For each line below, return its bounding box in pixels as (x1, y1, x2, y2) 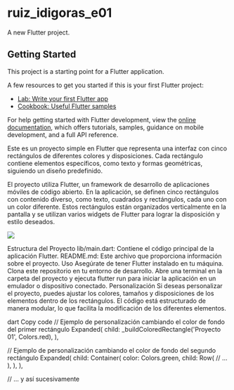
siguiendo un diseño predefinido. (7, 167, 103, 175)
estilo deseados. (7, 217, 55, 226)
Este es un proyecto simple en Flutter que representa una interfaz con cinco (7, 144, 227, 152)
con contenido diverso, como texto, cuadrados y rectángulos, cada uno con (7, 195, 227, 203)
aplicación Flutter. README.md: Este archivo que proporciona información (7, 252, 222, 260)
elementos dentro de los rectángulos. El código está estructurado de (7, 297, 206, 305)
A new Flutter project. (7, 28, 70, 37)
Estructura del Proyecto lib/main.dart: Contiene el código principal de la (7, 244, 214, 252)
